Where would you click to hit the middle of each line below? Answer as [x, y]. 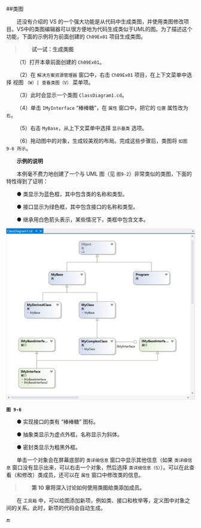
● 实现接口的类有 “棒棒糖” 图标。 [58, 421]
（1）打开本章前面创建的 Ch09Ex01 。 [61, 62]
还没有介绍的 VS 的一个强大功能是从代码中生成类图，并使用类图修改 [100, 22]
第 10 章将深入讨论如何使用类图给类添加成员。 [88, 487]
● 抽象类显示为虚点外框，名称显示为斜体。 [70, 434]
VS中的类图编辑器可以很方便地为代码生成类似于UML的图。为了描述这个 [104, 29]
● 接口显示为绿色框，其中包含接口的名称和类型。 [78, 207]
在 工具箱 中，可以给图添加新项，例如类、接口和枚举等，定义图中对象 [101, 500]
